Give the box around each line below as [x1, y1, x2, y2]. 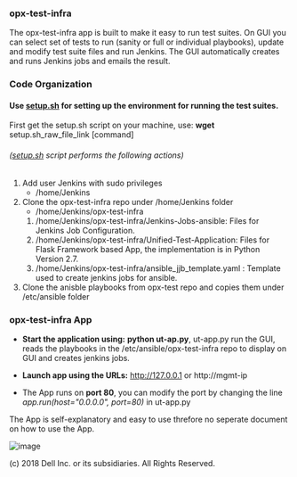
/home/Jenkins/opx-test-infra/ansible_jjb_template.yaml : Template [35, 262, 282, 274]
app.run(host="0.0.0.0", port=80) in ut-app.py [21, 396, 191, 407]
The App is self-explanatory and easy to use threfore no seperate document [9, 414, 288, 424]
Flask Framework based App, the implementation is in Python [35, 243, 261, 254]
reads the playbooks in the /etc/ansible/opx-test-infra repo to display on [21, 342, 287, 354]
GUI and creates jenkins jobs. [21, 352, 131, 363]
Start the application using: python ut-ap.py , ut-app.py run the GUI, [21, 333, 276, 344]
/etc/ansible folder [21, 291, 91, 301]
